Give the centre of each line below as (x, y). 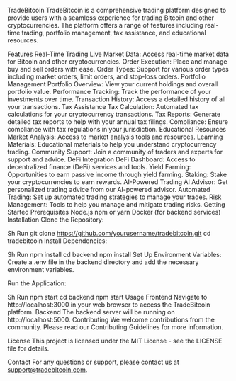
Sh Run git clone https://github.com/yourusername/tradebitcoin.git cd (109, 233)
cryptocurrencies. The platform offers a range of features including (105, 25)
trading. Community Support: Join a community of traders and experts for (115, 152)
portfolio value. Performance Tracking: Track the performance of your (109, 92)
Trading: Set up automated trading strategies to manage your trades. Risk (114, 197)
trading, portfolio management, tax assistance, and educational (114, 33)
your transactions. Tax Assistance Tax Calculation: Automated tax (103, 107)
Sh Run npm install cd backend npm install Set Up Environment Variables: (114, 255)
